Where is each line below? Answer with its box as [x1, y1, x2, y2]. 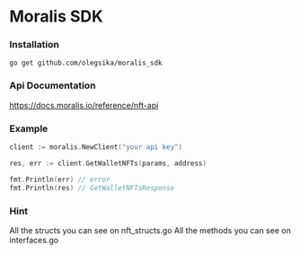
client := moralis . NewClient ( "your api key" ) [9, 143, 182, 152]
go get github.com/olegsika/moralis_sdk [9, 58, 163, 68]
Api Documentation [9, 79, 96, 92]
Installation [9, 39, 60, 51]
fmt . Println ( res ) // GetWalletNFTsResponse [9, 183, 175, 192]
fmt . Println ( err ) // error [9, 175, 110, 184]
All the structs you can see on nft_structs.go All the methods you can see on [9, 224, 292, 235]
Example [9, 122, 49, 135]
